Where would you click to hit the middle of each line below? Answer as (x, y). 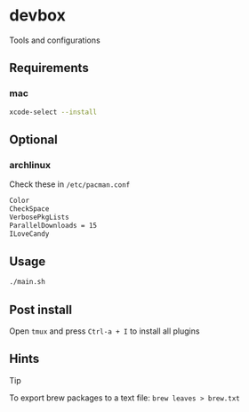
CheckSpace (29, 209)
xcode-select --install (53, 112)
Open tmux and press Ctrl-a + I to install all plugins (104, 331)
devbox (38, 16)
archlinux (30, 165)
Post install (41, 309)
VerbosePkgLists (39, 217)
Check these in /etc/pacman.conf (70, 184)
